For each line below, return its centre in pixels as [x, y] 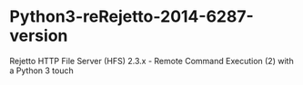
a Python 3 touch [42, 71]
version [39, 36]
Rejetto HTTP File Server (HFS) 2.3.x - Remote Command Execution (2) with [151, 61]
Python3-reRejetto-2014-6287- [132, 17]
